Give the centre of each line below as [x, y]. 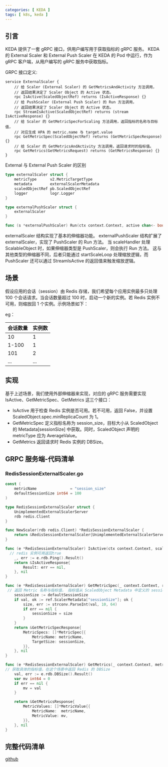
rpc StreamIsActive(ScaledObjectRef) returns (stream [71, 112]
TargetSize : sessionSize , [59, 642]
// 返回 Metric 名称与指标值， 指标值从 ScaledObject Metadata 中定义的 [78, 590]
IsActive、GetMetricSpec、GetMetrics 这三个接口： [58, 400]
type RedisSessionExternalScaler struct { [50, 507]
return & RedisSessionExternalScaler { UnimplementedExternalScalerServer [90, 535]
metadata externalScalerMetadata [57, 184]
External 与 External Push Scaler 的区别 [46, 165]
